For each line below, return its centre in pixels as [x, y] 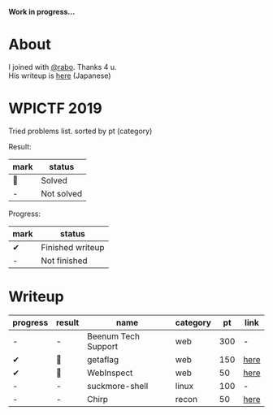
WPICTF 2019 [56, 108]
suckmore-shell [117, 386]
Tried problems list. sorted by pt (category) [80, 131]
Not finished [64, 261]
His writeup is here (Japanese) [60, 76]
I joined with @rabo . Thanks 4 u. [63, 67]
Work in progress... [42, 12]
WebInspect [110, 373]
